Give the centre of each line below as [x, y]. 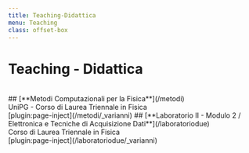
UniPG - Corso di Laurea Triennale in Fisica [78, 107]
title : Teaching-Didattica [52, 15]
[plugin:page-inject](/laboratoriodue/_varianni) [83, 140]
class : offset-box [38, 30]
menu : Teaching [33, 23]
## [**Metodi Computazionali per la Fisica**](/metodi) [97, 99]
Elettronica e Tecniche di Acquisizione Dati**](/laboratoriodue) [109, 124]
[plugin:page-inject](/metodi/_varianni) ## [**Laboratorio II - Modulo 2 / [125, 115]
